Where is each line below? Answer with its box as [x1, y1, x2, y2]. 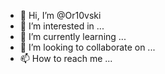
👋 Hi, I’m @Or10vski [19, 10, 102, 21]
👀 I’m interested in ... [19, 20, 105, 32]
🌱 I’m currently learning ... [19, 31, 127, 42]
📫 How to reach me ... [19, 53, 113, 64]
